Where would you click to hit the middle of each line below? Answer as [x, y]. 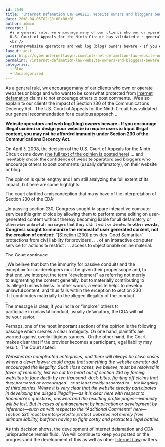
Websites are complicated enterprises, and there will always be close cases [82, 356]
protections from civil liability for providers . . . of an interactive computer [79, 240]
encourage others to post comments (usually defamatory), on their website [81, 164]
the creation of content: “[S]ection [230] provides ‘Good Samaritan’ [74, 235]
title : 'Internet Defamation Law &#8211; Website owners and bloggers [79, 14]
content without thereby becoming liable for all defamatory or [89, 219]
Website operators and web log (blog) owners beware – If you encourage [81, 123]
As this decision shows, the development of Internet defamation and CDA [80, 429]
